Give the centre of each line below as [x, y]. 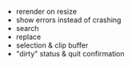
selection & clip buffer [52, 45]
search [27, 28]
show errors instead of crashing [68, 20]
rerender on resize [46, 12]
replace [28, 37]
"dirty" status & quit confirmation [70, 54]
